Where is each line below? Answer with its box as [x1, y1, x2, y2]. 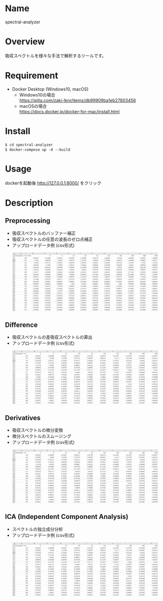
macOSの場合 [19, 103, 47, 109]
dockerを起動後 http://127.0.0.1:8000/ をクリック [5, 180, 102, 186]
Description [5, 197, 53, 208]
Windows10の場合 [19, 92, 56, 98]
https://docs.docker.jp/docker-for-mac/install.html [19, 108, 120, 114]
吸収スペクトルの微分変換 [12, 427, 63, 433]
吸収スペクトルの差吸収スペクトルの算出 [12, 334, 93, 340]
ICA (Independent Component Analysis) [5, 513, 129, 521]
